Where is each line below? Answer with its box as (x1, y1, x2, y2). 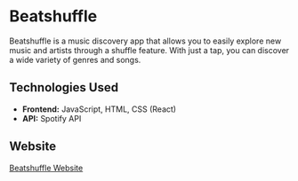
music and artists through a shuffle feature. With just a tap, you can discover (9, 44, 290, 55)
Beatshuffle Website (9, 162, 84, 173)
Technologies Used (9, 80, 118, 95)
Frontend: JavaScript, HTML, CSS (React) (21, 104, 176, 114)
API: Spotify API (21, 113, 82, 123)
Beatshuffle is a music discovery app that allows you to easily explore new (9, 35, 282, 46)
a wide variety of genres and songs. (9, 54, 141, 65)
